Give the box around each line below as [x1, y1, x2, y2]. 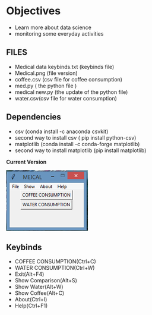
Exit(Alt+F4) [14, 270, 45, 278]
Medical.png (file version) [14, 70, 78, 77]
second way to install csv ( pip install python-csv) [14, 134, 137, 141]
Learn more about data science [14, 24, 92, 31]
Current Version [6, 158, 47, 165]
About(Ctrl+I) [14, 296, 47, 303]
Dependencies [6, 112, 61, 122]
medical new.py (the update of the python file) [14, 88, 128, 96]
